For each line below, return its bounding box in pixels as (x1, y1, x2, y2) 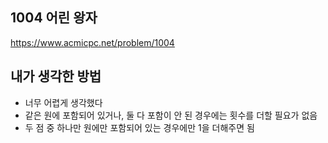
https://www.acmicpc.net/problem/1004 (10, 36, 175, 48)
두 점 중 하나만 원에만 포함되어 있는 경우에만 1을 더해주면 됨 (24, 121, 255, 133)
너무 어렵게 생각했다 (24, 96, 103, 108)
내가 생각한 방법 (10, 68, 102, 85)
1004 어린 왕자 (10, 9, 98, 27)
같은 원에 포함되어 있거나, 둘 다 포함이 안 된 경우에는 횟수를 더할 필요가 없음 (24, 109, 318, 121)
